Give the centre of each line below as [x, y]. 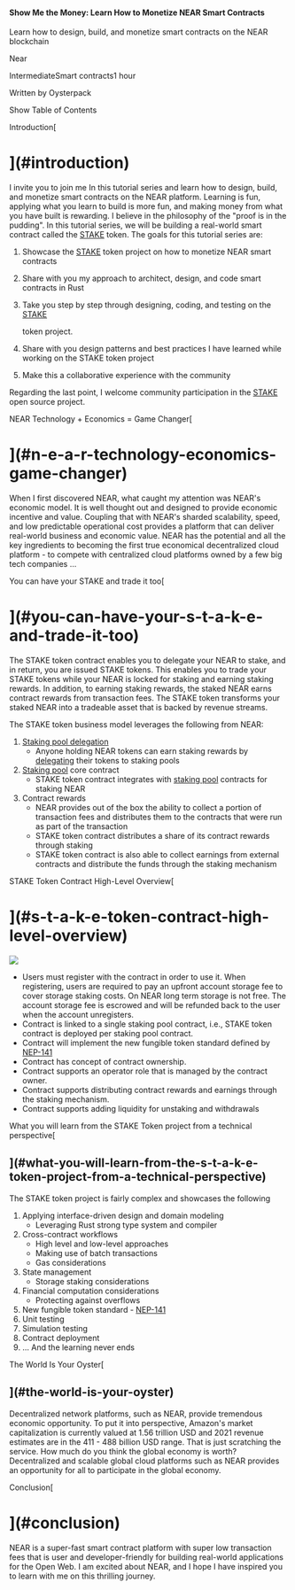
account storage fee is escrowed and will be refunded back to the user [151, 1004]
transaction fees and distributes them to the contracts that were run [159, 817]
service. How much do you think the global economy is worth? [123, 1451]
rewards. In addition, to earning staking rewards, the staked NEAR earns [140, 689]
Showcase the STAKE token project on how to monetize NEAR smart [147, 252]
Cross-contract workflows [70, 1234]
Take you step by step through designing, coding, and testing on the [147, 305]
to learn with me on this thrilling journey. [82, 1576]
